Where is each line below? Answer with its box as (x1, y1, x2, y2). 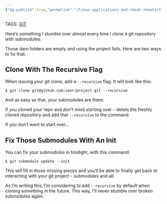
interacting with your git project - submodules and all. (5, 173, 115, 179)
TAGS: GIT (5, 21, 26, 27)
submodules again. (5, 193, 44, 200)
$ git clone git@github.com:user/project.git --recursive (5, 88, 128, 93)
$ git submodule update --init (5, 159, 70, 164)
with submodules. (5, 36, 42, 42)
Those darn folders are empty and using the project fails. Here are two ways (5, 45, 162, 51)
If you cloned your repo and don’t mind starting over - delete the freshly (5, 107, 153, 113)
